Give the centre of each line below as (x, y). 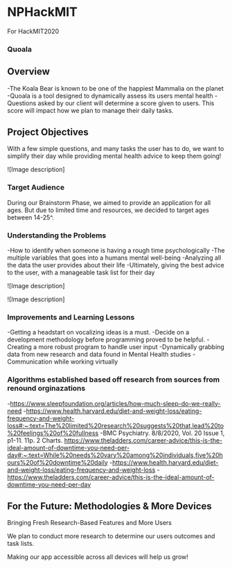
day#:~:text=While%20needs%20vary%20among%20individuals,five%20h (115, 455)
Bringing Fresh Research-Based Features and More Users (89, 523)
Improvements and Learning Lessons (71, 317)
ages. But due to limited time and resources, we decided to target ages (108, 210)
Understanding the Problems (57, 235)
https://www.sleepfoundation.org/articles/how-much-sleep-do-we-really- (115, 403)
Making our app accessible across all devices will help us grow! (98, 557)
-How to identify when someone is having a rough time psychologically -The (116, 251)
